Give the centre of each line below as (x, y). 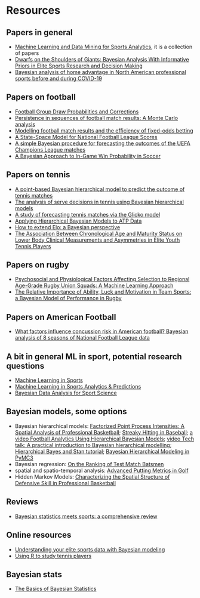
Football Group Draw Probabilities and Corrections (77, 112)
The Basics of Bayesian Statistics (56, 589)
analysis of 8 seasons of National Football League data (82, 338)
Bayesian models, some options (67, 411)
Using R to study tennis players (53, 556)
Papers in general (39, 33)
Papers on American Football (61, 317)
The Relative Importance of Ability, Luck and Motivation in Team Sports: (103, 292)
